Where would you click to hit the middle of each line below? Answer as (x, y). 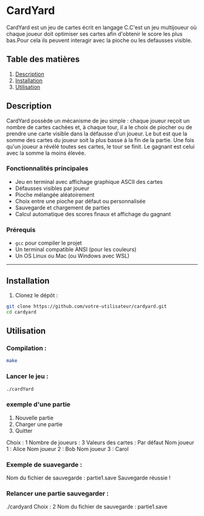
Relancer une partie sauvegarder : (58, 494)
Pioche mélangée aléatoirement (55, 194)
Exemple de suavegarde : (44, 464)
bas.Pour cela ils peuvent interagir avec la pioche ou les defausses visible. (99, 40)
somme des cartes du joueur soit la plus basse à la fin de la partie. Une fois (100, 140)
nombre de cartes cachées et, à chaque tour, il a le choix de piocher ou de (99, 127)
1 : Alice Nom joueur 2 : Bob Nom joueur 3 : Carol (67, 449)
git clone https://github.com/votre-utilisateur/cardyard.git (87, 306)
